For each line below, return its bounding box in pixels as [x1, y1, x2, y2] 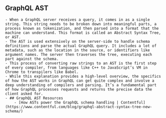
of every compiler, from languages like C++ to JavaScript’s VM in [5, 65, 148, 70]
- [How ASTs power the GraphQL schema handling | [14, 100, 119, 105]
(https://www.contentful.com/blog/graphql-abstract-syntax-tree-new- [5, 104, 153, 109]
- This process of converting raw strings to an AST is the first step [5, 61, 157, 66]
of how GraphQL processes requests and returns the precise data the [5, 87, 153, 92]
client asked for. [5, 91, 43, 96]
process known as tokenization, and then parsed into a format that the [5, 26, 159, 31]
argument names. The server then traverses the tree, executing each [5, 52, 153, 57]
